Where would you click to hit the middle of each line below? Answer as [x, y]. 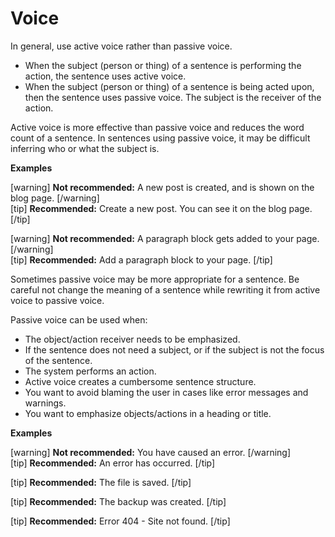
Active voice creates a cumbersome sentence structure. [140, 381]
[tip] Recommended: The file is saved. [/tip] [101, 482]
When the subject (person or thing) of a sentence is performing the [163, 65]
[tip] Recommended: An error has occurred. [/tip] [113, 463]
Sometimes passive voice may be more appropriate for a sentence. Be [155, 279]
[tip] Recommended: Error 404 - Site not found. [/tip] [120, 521]
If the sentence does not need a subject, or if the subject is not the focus [174, 349]
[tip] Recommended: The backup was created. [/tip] [118, 501]
